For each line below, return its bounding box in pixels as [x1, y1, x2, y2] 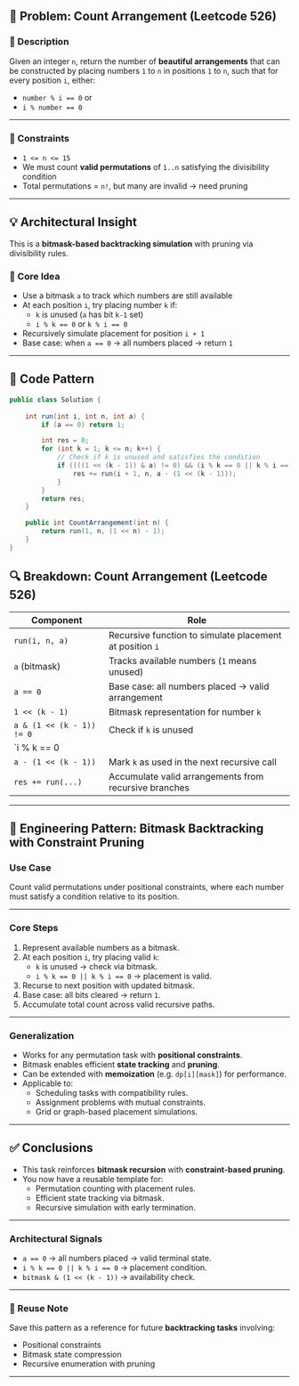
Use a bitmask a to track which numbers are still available [21, 290, 233, 301]
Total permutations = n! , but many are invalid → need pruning [21, 180, 248, 191]
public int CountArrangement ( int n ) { [25, 518, 169, 528]
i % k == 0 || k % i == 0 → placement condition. [21, 1261, 207, 1273]
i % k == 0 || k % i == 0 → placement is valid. [35, 970, 212, 981]
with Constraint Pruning [9, 834, 145, 850]
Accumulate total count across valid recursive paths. [21, 999, 215, 1009]
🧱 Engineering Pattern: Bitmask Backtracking [9, 821, 264, 836]
